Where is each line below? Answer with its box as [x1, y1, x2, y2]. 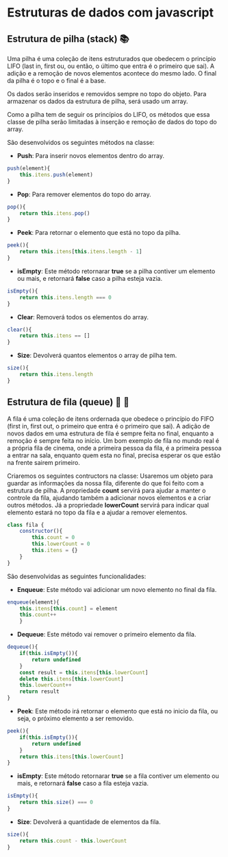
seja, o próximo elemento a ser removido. [16, 714, 134, 722]
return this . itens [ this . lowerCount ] [19, 753, 125, 760]
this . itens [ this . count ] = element [19, 605, 118, 612]
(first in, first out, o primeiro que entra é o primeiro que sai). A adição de [7, 422, 210, 430]
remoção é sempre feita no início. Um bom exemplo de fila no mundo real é [7, 436, 220, 444]
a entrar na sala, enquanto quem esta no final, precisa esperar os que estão [7, 451, 220, 459]
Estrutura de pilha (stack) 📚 [7, 33, 129, 45]
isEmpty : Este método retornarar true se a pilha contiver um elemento [16, 266, 216, 275]
